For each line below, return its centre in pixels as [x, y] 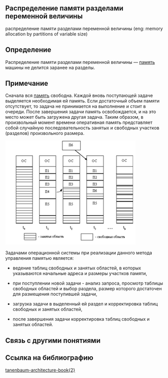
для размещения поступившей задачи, [55, 294]
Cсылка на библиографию [49, 358]
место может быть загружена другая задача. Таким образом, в [74, 117]
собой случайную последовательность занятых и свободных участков [82, 128]
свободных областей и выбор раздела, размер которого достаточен [87, 289]
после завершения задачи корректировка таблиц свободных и [81, 319]
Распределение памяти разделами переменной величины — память [80, 62]
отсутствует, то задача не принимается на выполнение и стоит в [76, 107]
